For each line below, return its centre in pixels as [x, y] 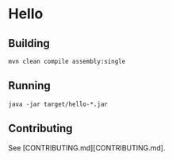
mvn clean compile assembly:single [67, 61]
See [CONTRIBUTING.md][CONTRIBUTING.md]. [87, 147]
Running [30, 86]
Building [29, 43]
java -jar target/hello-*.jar [58, 104]
